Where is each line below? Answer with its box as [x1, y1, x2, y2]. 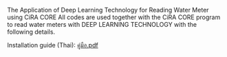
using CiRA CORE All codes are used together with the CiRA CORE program [7, 13, 221, 21]
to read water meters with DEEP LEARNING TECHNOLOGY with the [7, 21, 197, 28]
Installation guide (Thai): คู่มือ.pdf [7, 41, 98, 49]
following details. [7, 27, 56, 36]
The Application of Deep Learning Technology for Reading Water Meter [7, 6, 209, 14]
